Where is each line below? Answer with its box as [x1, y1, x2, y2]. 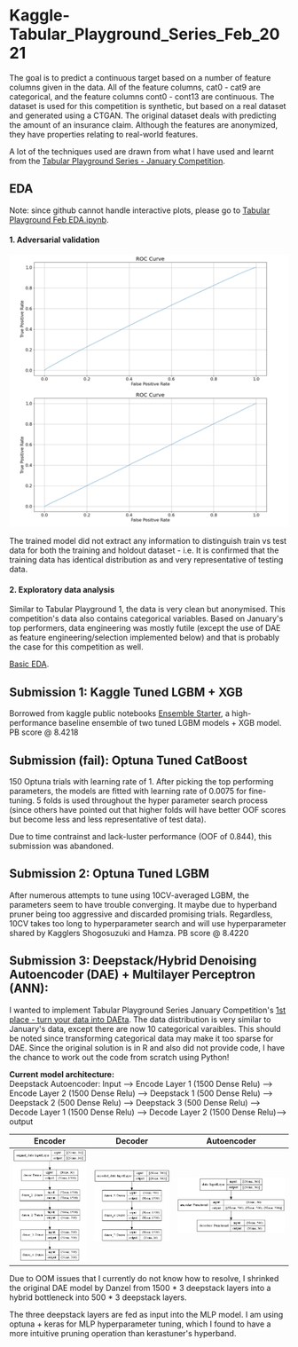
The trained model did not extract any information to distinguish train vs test [9, 536, 286, 547]
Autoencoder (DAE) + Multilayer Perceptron [9, 967, 255, 982]
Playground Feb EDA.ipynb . [9, 214, 109, 224]
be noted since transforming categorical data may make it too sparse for [9, 1033, 274, 1044]
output [9, 1115, 34, 1127]
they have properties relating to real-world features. [9, 129, 199, 139]
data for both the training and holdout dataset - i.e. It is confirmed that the [9, 545, 279, 555]
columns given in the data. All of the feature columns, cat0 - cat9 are [9, 82, 262, 92]
